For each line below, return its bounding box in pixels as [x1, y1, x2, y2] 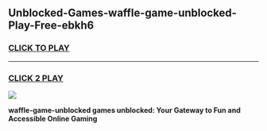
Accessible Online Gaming [8, 114, 98, 123]
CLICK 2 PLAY [8, 72, 64, 83]
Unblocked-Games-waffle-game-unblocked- [8, 6, 237, 20]
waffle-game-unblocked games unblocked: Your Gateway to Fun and [8, 105, 241, 114]
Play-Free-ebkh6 [8, 19, 95, 33]
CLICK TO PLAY [8, 43, 70, 54]
